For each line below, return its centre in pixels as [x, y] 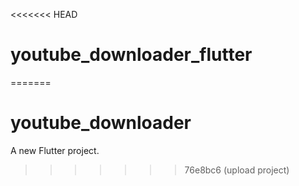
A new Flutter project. [55, 150]
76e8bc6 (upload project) [237, 170]
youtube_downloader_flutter [131, 55]
